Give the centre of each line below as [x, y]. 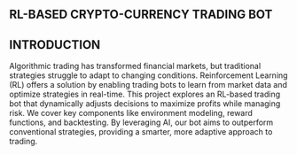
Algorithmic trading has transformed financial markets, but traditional [135, 66]
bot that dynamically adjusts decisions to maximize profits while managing [145, 104]
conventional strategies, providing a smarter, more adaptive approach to [141, 132]
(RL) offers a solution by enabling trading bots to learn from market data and [148, 85]
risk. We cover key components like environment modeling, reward [131, 113]
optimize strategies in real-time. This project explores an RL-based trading [145, 94]
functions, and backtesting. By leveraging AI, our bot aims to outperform [141, 122]
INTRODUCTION [55, 45]
